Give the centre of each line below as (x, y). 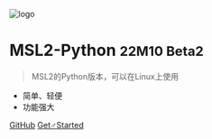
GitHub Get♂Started (46, 125)
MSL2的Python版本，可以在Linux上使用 (105, 76)
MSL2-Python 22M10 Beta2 (107, 51)
